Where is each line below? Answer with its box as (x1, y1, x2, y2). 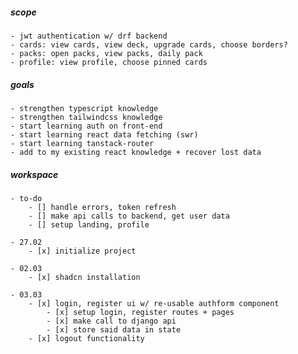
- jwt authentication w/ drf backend (10, 31, 168, 41)
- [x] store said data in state (46, 324, 182, 335)
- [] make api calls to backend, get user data (28, 211, 230, 221)
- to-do (10, 193, 43, 203)
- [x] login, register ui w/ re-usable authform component (28, 298, 280, 308)
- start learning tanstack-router (10, 138, 155, 148)
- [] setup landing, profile (28, 219, 150, 230)
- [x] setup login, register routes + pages (46, 307, 235, 317)
